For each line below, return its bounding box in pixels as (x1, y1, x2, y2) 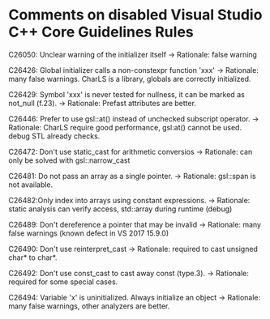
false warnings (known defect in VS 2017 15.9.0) (8, 228, 169, 238)
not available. (8, 180, 54, 189)
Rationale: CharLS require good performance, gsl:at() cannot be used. (8, 122, 242, 132)
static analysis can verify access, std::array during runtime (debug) (8, 204, 233, 214)
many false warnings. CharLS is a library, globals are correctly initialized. (8, 74, 251, 83)
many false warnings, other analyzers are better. (8, 301, 170, 311)
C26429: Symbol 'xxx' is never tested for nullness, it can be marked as (8, 89, 245, 99)
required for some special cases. (8, 277, 118, 287)
